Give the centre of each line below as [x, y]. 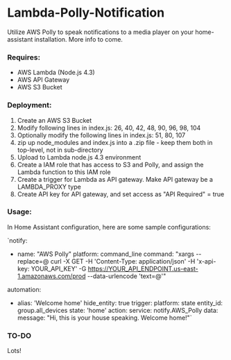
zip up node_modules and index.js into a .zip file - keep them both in [115, 142]
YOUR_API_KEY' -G [59, 268]
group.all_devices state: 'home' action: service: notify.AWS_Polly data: [118, 310]
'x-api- [206, 261]
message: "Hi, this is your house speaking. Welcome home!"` [104, 318]
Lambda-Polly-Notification [86, 13]
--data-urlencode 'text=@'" [127, 276]
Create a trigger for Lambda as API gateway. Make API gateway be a [115, 179]
